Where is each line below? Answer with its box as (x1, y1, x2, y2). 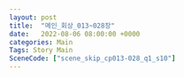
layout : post (9, 12, 57, 22)
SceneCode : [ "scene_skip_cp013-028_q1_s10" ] (9, 54, 176, 63)
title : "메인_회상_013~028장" (9, 21, 115, 30)
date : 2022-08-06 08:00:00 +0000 (9, 29, 141, 38)
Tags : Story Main (9, 46, 73, 55)
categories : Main (9, 37, 73, 47)
